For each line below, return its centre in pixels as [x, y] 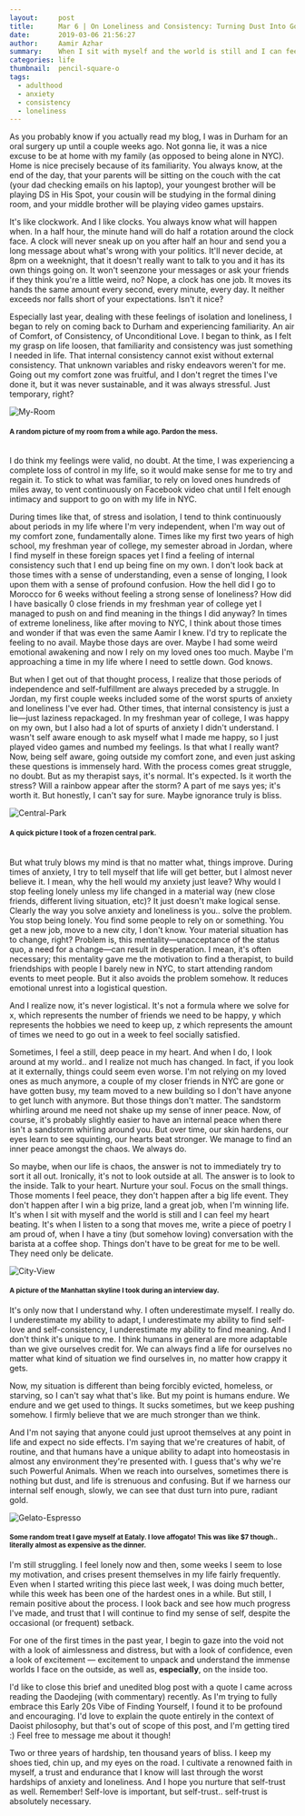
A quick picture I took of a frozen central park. [83, 833]
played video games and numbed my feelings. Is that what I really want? [144, 747]
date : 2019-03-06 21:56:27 [73, 35]
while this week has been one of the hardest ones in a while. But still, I [141, 1594]
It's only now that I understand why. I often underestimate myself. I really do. [152, 1309]
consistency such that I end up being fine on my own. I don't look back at [147, 566]
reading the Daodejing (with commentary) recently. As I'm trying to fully [143, 1697]
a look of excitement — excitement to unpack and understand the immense [150, 1660]
